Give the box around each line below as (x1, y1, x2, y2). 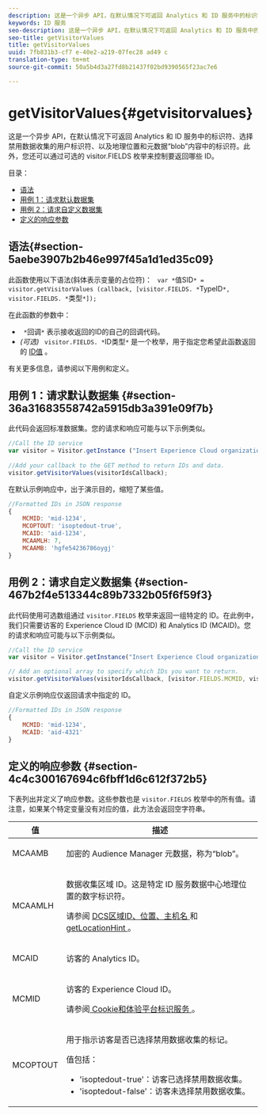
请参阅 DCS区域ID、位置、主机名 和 (66, 911, 198, 922)
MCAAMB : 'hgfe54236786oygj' (22, 544, 115, 552)
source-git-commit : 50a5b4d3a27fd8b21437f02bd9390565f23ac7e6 (8, 63, 218, 71)
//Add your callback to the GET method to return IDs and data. (8, 461, 225, 470)
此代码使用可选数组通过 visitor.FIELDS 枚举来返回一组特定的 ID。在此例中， (8, 611, 258, 620)
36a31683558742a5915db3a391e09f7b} (8, 401, 214, 415)
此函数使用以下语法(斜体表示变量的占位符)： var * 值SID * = (8, 275, 204, 284)
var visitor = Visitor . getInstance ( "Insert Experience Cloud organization (8, 653, 260, 661)
